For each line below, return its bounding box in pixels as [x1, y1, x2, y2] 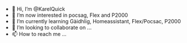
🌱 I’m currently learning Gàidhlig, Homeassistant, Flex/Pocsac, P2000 [11, 18, 181, 24]
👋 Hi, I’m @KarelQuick [11, 6, 65, 12]
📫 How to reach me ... [11, 31, 67, 37]
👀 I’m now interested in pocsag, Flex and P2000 [11, 12, 129, 19]
